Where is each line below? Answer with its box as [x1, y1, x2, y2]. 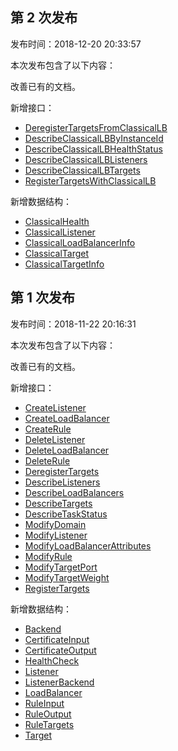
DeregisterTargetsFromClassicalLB [24, 121, 168, 133]
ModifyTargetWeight [24, 571, 110, 583]
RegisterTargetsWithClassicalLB [24, 174, 157, 187]
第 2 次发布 [10, 9, 78, 27]
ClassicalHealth [24, 215, 90, 227]
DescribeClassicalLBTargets [24, 164, 141, 176]
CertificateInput [24, 633, 90, 645]
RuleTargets [24, 718, 75, 730]
